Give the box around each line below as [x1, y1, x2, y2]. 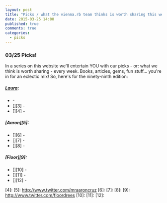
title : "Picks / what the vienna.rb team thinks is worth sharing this [5, 12, 157, 17]
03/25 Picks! [5, 51, 37, 58]
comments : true [5, 26, 37, 31]
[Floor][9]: [5, 154, 27, 160]
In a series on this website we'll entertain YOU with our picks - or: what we [5, 63, 158, 69]
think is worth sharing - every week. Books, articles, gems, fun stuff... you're [5, 68, 162, 74]
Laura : [5, 85, 19, 91]
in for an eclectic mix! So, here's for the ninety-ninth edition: [5, 73, 128, 80]
